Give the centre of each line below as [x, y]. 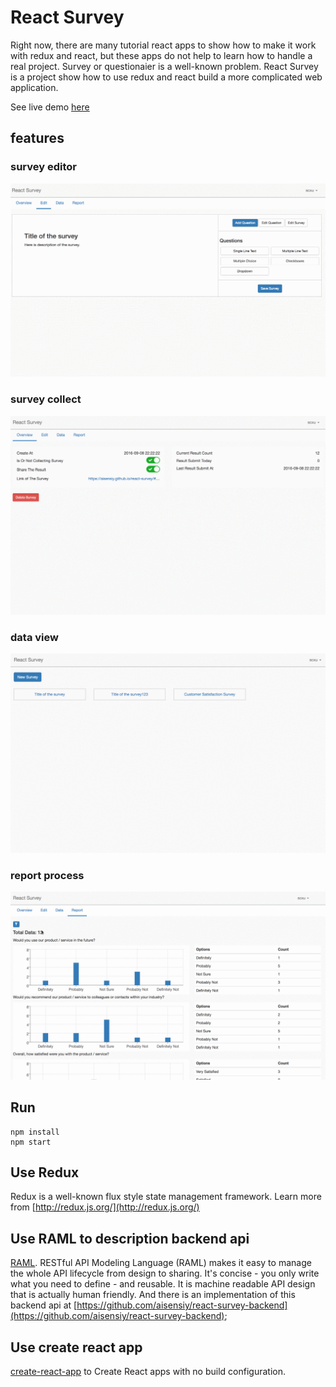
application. [34, 87]
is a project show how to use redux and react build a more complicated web [166, 77]
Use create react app [76, 1347]
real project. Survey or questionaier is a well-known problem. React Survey [164, 66]
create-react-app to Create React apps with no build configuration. [148, 1371]
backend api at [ [44, 1305]
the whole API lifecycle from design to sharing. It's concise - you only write [165, 1273]
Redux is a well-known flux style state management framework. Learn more [166, 1197]
